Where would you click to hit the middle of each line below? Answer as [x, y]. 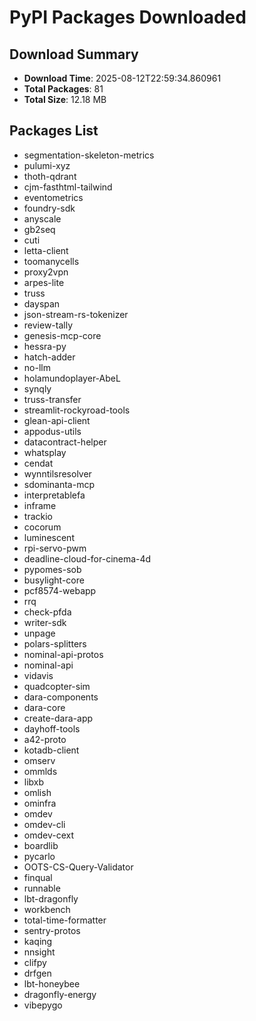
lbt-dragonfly [51, 898]
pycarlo [39, 856]
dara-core [44, 707]
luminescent [49, 537]
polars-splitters [55, 643]
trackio [38, 516]
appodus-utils [52, 431]
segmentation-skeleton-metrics [89, 155]
